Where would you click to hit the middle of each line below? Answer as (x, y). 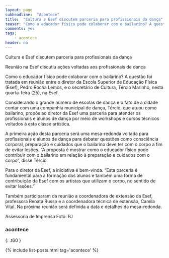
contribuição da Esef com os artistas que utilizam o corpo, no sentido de (80, 181)
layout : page (19, 10)
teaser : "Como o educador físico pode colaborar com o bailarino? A (78, 24)
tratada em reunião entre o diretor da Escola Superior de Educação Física (81, 82)
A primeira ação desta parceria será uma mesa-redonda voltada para (77, 134)
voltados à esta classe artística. (38, 123)
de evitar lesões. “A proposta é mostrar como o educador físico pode (77, 150)
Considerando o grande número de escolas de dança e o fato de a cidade (82, 102)
